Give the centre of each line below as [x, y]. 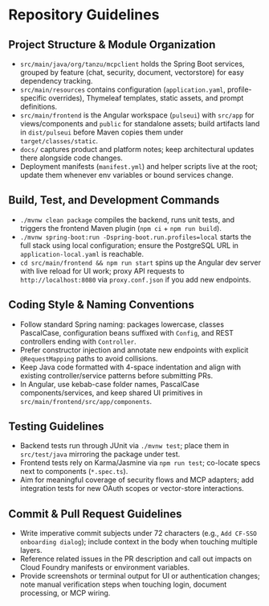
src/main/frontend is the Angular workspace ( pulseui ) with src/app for [137, 115]
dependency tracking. [56, 81]
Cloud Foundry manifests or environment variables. [105, 567]
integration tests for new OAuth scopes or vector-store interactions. [132, 489]
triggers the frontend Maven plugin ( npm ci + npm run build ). [121, 228]
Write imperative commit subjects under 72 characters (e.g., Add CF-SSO [138, 534]
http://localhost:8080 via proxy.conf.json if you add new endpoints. [135, 279]
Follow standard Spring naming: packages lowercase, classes [122, 324]
